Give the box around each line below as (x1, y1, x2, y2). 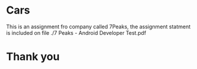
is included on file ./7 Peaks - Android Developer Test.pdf (6, 29, 147, 36)
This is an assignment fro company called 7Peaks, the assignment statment (6, 23, 191, 30)
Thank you (6, 50, 60, 64)
